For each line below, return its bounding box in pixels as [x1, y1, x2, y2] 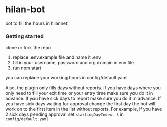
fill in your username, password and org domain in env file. [12, 60, 136, 66]
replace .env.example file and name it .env [12, 54, 102, 60]
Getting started [5, 33, 44, 40]
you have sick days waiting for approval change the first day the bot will [5, 101, 156, 107]
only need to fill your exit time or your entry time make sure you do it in [5, 90, 153, 96]
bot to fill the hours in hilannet [5, 20, 68, 26]
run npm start [12, 65, 42, 71]
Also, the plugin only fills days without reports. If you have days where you [5, 84, 161, 91]
